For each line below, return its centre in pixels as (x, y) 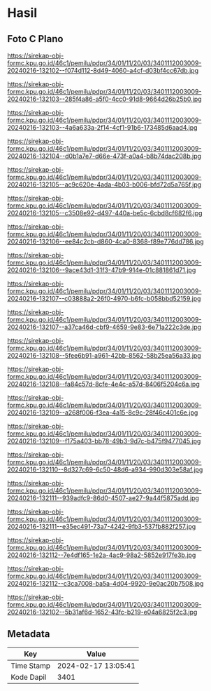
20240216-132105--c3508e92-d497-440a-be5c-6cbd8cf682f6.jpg (105, 213)
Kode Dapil (29, 677)
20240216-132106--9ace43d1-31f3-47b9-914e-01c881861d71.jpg (102, 270)
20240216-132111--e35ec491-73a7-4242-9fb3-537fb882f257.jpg (102, 526)
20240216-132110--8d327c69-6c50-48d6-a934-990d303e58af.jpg (105, 469)
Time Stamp (31, 666)
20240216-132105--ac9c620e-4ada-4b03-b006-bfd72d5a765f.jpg (104, 185)
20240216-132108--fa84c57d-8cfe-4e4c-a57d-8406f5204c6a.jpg (104, 384)
